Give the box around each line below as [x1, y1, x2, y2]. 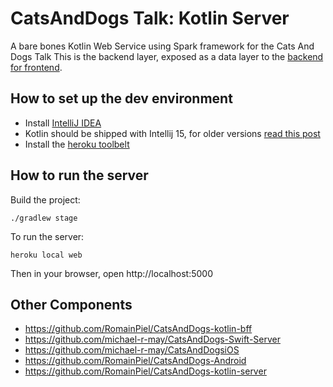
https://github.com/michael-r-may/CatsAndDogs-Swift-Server [24, 333, 281, 346]
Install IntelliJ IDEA [24, 117, 102, 129]
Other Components [10, 296, 133, 313]
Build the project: [10, 193, 81, 206]
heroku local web [10, 250, 83, 260]
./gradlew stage [10, 213, 78, 223]
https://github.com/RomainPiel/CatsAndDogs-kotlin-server [24, 365, 267, 377]
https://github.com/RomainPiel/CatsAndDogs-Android [24, 355, 247, 367]
